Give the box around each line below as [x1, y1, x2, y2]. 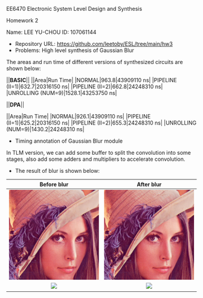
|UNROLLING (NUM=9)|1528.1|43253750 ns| [6, 89, 117, 96]
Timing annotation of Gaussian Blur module [14, 137, 123, 144]
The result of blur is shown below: [14, 167, 100, 174]
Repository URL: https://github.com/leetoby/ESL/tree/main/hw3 [14, 40, 173, 47]
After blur [137, 181, 162, 188]
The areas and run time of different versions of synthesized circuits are [6, 59, 183, 65]
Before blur [39, 181, 69, 188]
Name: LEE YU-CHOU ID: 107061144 [6, 28, 97, 36]
